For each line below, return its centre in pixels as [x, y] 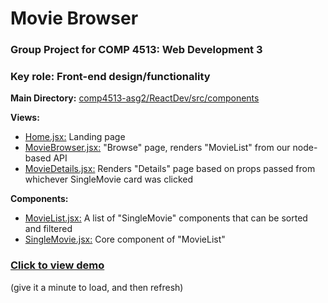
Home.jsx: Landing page [75, 137]
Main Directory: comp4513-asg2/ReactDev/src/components [135, 98]
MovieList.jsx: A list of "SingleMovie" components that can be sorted [166, 218]
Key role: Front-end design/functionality [110, 77]
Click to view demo [57, 265]
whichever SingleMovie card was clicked [109, 179]
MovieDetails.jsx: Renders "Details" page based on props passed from [170, 169]
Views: [25, 118]
